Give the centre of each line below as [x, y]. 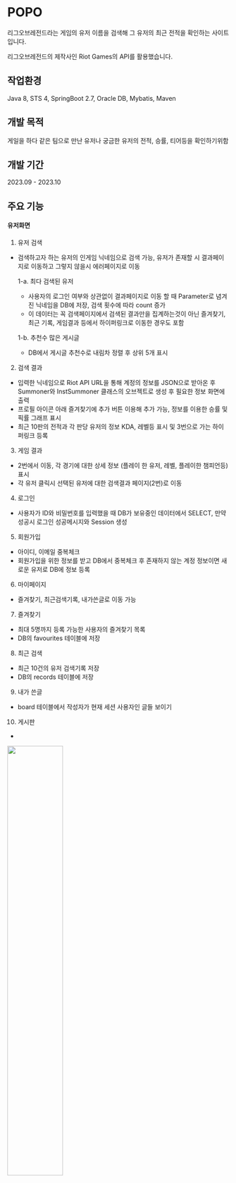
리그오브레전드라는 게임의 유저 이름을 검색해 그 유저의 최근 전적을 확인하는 [109, 32]
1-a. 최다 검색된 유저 [45, 281]
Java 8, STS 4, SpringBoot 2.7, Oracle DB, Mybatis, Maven [92, 98]
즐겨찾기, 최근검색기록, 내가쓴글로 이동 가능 [77, 599]
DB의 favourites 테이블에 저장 [59, 638]
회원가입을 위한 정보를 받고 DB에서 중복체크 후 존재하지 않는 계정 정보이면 [118, 560]
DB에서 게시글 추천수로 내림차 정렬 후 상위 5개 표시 [98, 353]
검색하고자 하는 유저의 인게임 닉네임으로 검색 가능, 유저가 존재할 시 [108, 257]
